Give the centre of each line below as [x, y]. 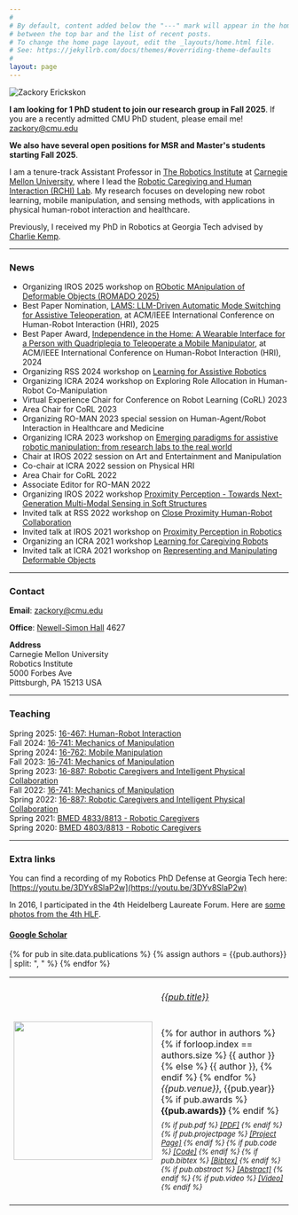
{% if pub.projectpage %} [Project [219, 1133]
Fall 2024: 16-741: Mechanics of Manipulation [92, 742]
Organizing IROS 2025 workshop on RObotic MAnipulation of [133, 287]
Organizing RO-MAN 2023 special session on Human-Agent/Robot [144, 419]
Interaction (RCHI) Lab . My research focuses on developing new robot [137, 191]
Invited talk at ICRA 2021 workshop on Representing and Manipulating [149, 551]
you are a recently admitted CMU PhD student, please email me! [126, 118]
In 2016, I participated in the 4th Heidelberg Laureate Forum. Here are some [147, 905]
